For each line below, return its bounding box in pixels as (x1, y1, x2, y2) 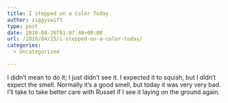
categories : (7, 42, 41, 49)
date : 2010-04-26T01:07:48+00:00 (7, 29, 103, 36)
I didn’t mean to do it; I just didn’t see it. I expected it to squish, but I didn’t (7, 73, 216, 81)
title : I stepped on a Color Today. (7, 10, 112, 17)
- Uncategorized (13, 49, 60, 56)
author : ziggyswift (7, 16, 63, 23)
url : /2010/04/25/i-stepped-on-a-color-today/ (7, 36, 143, 43)
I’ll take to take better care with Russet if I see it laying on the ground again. (7, 87, 220, 96)
